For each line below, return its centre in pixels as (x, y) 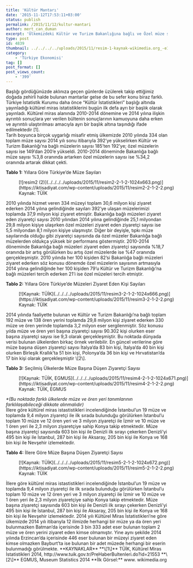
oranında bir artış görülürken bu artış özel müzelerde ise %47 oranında (81, 252)
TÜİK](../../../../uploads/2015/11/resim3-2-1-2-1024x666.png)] (106, 293)
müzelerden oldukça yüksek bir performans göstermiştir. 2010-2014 (78, 241)
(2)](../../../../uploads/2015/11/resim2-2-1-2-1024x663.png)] (101, 182)
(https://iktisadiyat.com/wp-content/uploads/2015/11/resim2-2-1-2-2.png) (96, 187)
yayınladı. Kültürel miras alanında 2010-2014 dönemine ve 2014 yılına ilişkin (85, 113)
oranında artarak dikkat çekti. (37, 162)
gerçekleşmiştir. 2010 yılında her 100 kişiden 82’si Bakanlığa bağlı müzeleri (84, 258)
